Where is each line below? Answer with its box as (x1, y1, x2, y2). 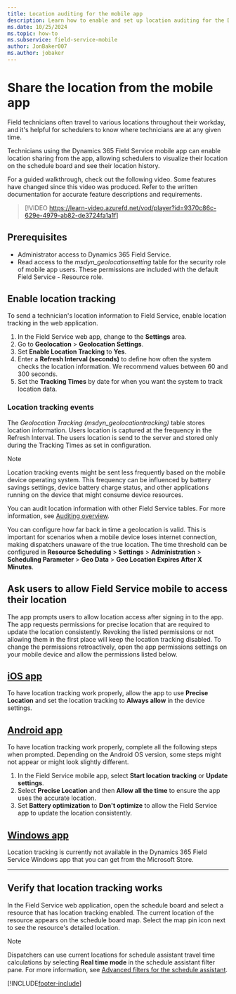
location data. (17, 385, 58, 394)
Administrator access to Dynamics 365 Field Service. (17, 250, 171, 259)
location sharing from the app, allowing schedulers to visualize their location (7, 154, 228, 162)
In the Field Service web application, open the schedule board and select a (7, 901, 224, 909)
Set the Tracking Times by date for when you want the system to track (17, 377, 223, 386)
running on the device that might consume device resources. (7, 490, 184, 499)
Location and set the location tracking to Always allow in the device (7, 697, 205, 705)
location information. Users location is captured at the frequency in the (7, 426, 212, 434)
